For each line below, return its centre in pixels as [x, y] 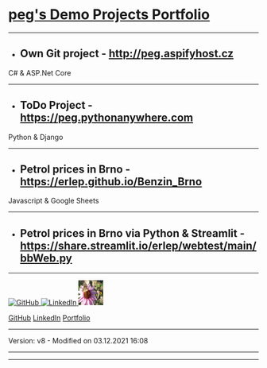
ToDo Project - [56, 105]
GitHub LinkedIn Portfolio [49, 318]
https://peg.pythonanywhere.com [106, 118]
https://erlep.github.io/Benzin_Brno [111, 182]
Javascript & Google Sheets [54, 201]
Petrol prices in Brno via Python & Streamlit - [132, 233]
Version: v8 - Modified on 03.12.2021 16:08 [78, 341]
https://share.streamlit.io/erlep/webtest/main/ [138, 245]
